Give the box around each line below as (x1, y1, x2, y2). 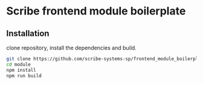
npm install (6, 67, 36, 73)
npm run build (6, 72, 42, 79)
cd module (6, 61, 31, 68)
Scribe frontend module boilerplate (6, 4, 186, 18)
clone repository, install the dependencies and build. (6, 44, 137, 51)
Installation (6, 28, 50, 39)
